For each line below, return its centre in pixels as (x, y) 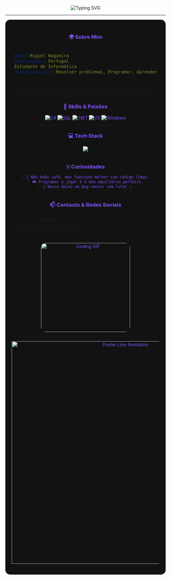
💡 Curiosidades (85, 166)
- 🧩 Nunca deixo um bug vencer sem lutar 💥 (85, 186)
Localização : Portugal (42, 61)
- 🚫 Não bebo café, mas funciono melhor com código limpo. (85, 177)
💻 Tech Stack (85, 136)
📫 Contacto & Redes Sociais (85, 205)
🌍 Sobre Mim (85, 37)
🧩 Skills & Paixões (85, 107)
